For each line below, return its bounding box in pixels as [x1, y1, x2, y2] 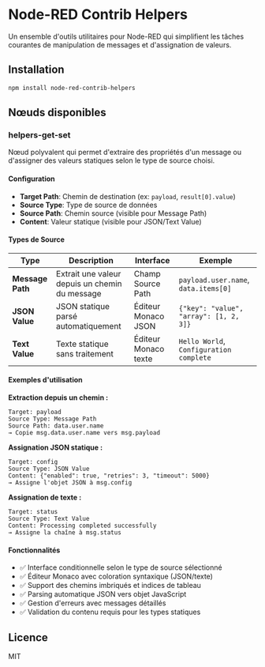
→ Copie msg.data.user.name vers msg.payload [8, 428, 160, 436]
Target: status [8, 507, 58, 515]
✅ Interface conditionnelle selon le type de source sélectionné [19, 563, 222, 572]
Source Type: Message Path [8, 415, 97, 423]
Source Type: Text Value [8, 514, 90, 522]
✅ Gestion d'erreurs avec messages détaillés [19, 598, 166, 608]
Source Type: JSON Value [8, 465, 90, 473]
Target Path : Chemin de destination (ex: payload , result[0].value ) [19, 191, 237, 201]
